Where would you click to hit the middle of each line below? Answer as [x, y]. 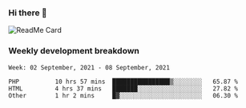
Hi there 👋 [28, 13]
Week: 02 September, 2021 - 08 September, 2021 [89, 67]
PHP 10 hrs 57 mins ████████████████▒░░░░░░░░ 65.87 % [123, 82]
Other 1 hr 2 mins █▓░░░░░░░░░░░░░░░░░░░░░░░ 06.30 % [123, 95]
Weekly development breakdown [74, 51]
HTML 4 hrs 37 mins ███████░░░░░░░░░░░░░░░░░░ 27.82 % [123, 88]
